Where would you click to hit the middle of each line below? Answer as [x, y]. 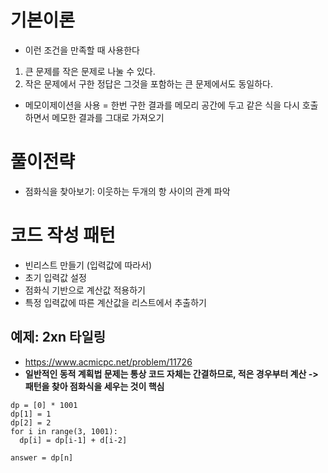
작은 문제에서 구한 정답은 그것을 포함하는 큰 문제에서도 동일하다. [148, 83]
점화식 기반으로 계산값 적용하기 [85, 290]
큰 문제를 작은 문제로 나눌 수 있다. [90, 71]
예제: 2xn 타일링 [58, 337]
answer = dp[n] [42, 457]
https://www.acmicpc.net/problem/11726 [108, 362]
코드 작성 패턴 [63, 235]
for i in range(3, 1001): [64, 431]
